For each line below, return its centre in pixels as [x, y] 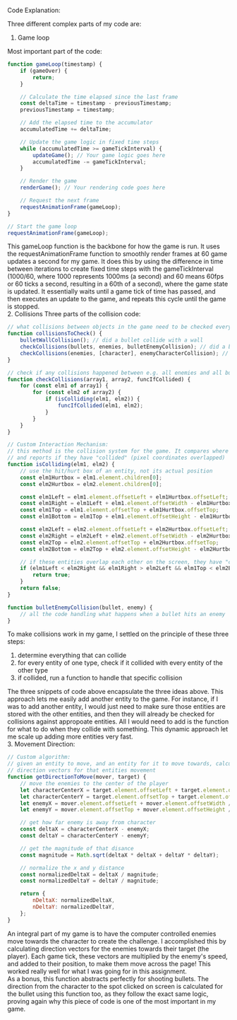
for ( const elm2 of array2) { [77, 393]
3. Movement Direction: [41, 744]
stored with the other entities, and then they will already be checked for [111, 714]
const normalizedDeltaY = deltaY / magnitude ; [90, 881]
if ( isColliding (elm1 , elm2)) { [92, 399]
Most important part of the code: [55, 51]
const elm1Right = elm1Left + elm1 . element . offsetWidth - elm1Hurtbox [126, 504]
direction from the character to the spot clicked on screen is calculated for [115, 986]
